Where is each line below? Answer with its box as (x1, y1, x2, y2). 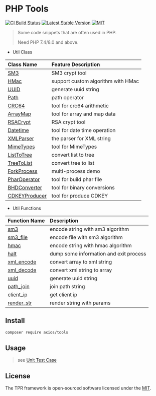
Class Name (8, 61, 38, 68)
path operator (51, 94, 84, 101)
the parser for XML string (51, 135, 111, 142)
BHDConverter (8, 184, 43, 191)
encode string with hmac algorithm (50, 242, 132, 249)
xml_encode (8, 258, 37, 265)
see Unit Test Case (17, 357, 57, 363)
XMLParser (8, 135, 34, 142)
